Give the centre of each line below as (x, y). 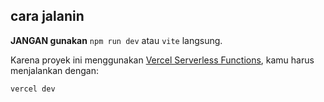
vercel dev (33, 89)
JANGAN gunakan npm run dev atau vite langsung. (116, 40)
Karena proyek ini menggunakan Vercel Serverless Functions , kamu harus (162, 60)
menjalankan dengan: (54, 70)
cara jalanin (47, 16)
